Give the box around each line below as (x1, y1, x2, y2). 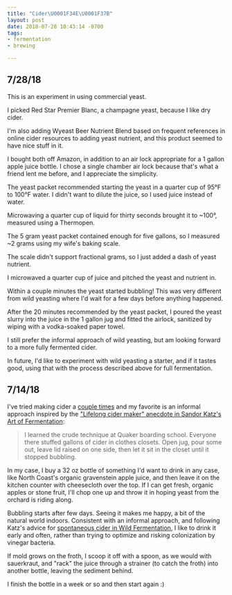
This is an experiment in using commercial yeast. (7, 92, 147, 100)
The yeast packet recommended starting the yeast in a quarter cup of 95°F (7, 183, 222, 191)
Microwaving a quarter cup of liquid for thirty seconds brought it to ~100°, (7, 211, 217, 219)
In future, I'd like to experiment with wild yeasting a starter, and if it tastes (7, 356, 217, 364)
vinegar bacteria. (7, 538, 56, 547)
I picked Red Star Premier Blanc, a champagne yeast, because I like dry (7, 105, 211, 114)
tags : (7, 29, 23, 37)
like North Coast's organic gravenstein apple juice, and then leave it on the (7, 473, 220, 481)
